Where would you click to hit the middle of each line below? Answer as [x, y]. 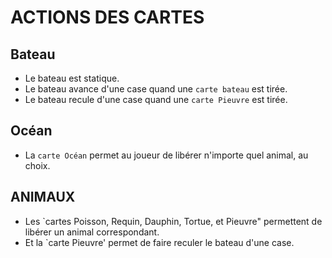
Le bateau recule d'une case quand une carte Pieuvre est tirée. [156, 99]
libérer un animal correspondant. [92, 232]
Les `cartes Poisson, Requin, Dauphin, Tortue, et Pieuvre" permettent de [173, 221]
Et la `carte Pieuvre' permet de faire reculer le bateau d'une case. [159, 242]
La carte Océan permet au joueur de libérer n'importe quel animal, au [166, 155]
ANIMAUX [43, 197]
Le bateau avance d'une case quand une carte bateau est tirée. [156, 89]
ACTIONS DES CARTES [107, 17]
